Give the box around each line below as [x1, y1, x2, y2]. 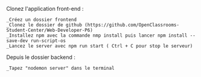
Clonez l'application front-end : [6, 5, 84, 12]
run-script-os [30, 38, 66, 44]
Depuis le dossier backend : [6, 54, 75, 61]
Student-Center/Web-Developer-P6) [6, 27, 94, 33]
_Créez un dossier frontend [6, 17, 77, 23]
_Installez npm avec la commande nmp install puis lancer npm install [6, 32, 188, 38]
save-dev [6, 38, 28, 44]
